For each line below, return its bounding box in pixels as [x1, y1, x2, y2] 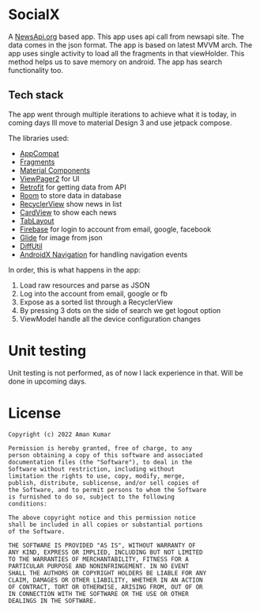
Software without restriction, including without [8, 465, 175, 473]
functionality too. [8, 65, 63, 74]
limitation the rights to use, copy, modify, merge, [8, 472, 186, 480]
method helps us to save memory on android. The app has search [8, 57, 223, 67]
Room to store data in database [19, 190, 122, 200]
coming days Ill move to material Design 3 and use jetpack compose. [8, 117, 232, 128]
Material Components [19, 165, 91, 175]
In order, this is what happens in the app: [8, 265, 141, 274]
